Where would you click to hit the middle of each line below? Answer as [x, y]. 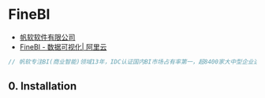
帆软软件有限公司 [47, 37]
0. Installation [43, 87]
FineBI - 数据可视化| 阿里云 [63, 47]
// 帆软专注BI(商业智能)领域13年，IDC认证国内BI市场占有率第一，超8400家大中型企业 [131, 62]
